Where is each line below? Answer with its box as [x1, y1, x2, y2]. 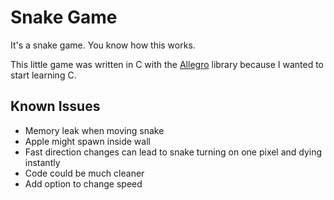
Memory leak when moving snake [24, 124, 165, 136]
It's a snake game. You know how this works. [10, 39, 196, 51]
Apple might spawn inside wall [24, 135, 151, 147]
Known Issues [10, 98, 101, 115]
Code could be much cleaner [24, 167, 145, 179]
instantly [24, 156, 61, 168]
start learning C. [10, 69, 77, 81]
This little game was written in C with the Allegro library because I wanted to [10, 58, 325, 70]
